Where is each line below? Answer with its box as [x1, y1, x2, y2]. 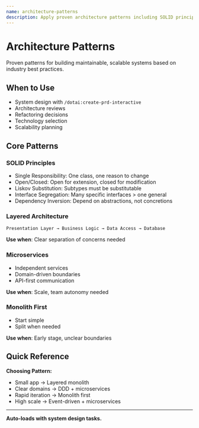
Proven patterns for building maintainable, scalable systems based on [6, 59, 176, 66]
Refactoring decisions [14, 111, 68, 119]
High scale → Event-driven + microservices [14, 398, 121, 405]
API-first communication [14, 277, 75, 284]
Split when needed [14, 322, 61, 330]
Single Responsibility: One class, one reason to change [14, 172, 149, 179]
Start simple [14, 317, 44, 324]
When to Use [6, 82, 55, 92]
